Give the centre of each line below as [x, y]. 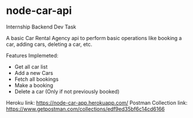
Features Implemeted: [32, 55]
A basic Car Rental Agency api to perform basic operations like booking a [94, 38]
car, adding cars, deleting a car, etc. [49, 44]
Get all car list [31, 67]
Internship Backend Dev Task [41, 27]
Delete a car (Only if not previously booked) [67, 91]
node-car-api [39, 11]
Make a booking [34, 85]
